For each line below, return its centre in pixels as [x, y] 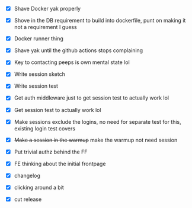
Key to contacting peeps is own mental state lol [72, 62]
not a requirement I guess [46, 27]
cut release [28, 199]
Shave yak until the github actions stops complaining [79, 50]
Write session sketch [40, 74]
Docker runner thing [39, 39]
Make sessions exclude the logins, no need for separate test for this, [97, 121]
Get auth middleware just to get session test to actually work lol [92, 98]
